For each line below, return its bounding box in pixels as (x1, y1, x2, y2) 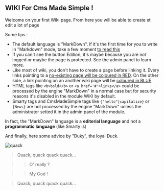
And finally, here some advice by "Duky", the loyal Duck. (5, 133, 119, 139)
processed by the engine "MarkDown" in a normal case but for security (12, 88, 157, 94)
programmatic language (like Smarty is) (5, 123, 87, 129)
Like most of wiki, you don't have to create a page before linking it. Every (12, 67, 160, 73)
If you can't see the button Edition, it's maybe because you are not (12, 51, 146, 57)
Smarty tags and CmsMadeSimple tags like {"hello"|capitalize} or (12, 98, 150, 104)
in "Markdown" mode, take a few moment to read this (12, 46, 120, 52)
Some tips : (5, 31, 28, 37)
